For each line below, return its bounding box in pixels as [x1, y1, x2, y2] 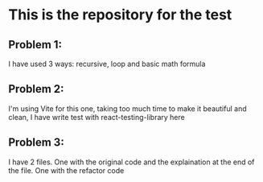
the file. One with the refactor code [8, 165, 125, 175]
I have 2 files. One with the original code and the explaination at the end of [8, 157, 255, 167]
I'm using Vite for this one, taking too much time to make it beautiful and [8, 103, 247, 114]
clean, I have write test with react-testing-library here [8, 112, 185, 122]
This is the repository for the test [8, 6, 232, 24]
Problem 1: [8, 38, 63, 52]
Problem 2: [8, 82, 64, 96]
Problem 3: [8, 135, 64, 150]
